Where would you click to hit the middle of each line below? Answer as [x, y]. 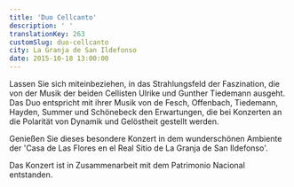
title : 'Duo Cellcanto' [53, 17]
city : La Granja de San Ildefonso [73, 51]
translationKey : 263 [48, 34]
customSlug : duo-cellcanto [59, 42]
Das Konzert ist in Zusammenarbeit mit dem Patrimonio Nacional [127, 165]
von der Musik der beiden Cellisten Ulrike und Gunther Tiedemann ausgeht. [147, 93]
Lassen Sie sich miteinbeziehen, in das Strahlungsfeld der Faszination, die [144, 84]
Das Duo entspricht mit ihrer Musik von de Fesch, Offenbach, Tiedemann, [143, 102]
